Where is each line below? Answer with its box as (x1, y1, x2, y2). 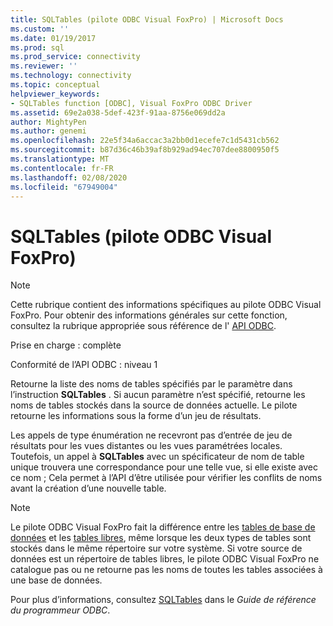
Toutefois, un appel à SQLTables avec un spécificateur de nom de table (10, 451, 305, 463)
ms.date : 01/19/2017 (10, 33, 97, 43)
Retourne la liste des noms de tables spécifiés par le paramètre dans (10, 378, 293, 390)
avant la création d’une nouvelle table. (10, 482, 167, 495)
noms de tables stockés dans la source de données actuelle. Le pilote (10, 399, 298, 411)
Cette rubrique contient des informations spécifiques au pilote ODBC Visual (10, 299, 322, 311)
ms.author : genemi (10, 126, 87, 136)
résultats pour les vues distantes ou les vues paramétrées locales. (10, 440, 283, 452)
